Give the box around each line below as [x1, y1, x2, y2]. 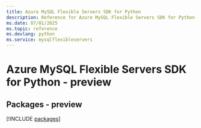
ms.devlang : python [6, 31, 55, 37]
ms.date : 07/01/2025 [6, 20, 58, 26]
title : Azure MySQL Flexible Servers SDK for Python [6, 8, 141, 15]
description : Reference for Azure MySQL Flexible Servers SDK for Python [6, 14, 196, 20]
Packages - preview [6, 99, 82, 109]
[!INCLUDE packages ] [6, 115, 61, 122]
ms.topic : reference [6, 25, 58, 32]
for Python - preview [6, 76, 111, 89]
